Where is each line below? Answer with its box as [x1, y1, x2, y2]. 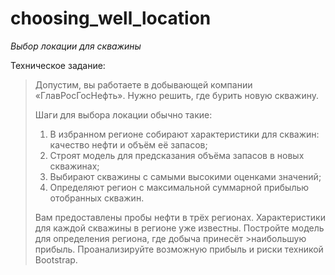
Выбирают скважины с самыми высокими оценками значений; [49, 170, 322, 182]
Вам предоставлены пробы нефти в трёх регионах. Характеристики [34, 211, 326, 223]
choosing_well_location [10, 7, 212, 30]
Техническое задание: [10, 59, 106, 71]
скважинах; [49, 160, 100, 172]
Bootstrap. [34, 253, 78, 266]
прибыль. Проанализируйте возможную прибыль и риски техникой [34, 243, 324, 255]
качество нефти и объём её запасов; [49, 138, 208, 151]
